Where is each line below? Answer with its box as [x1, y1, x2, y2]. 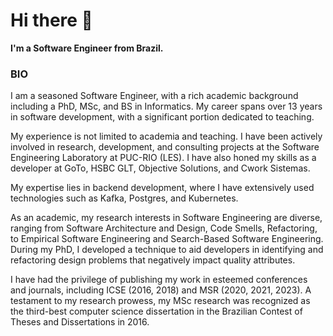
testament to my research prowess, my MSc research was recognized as [10, 295, 311, 307]
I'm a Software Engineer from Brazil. [10, 42, 164, 54]
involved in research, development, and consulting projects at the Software [10, 141, 320, 153]
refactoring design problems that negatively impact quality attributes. [10, 254, 296, 266]
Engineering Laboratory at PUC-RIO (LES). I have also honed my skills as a [10, 152, 317, 164]
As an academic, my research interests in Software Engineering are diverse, [10, 212, 323, 224]
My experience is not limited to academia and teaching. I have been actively [10, 130, 323, 143]
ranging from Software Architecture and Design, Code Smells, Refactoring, [10, 222, 318, 234]
